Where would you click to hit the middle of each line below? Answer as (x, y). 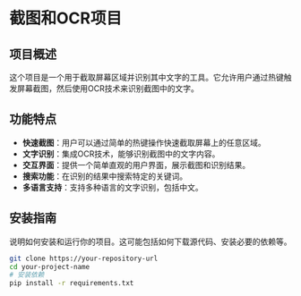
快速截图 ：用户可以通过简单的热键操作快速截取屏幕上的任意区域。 (144, 142)
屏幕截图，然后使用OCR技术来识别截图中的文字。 (107, 89)
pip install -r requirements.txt (72, 283)
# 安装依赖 (27, 275)
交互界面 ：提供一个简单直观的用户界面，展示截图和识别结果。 (136, 165)
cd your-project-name (50, 266)
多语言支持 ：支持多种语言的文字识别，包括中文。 (112, 187)
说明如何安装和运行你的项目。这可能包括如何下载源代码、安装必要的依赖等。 (150, 241)
